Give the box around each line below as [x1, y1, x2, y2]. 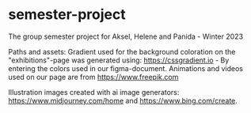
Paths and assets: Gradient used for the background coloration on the [8, 47, 236, 56]
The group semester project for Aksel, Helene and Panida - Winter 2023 [8, 32, 244, 41]
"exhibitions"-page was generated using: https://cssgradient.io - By [8, 55, 230, 65]
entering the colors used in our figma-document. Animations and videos [8, 63, 244, 73]
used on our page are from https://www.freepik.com [8, 72, 179, 81]
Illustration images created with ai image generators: [8, 87, 180, 96]
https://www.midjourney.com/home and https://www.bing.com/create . [8, 96, 238, 105]
